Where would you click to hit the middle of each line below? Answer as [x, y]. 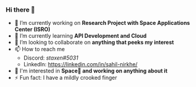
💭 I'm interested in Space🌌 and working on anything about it [91, 71]
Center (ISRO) [32, 29]
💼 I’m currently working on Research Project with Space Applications [102, 23]
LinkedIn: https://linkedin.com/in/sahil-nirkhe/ [80, 64]
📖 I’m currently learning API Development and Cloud [80, 36]
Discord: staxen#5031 [51, 58]
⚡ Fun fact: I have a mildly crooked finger [66, 78]
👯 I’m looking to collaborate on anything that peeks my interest [94, 43]
